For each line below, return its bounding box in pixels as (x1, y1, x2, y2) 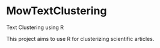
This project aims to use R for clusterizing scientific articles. (6, 35, 155, 42)
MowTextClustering (6, 4, 107, 18)
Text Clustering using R (6, 24, 64, 31)
